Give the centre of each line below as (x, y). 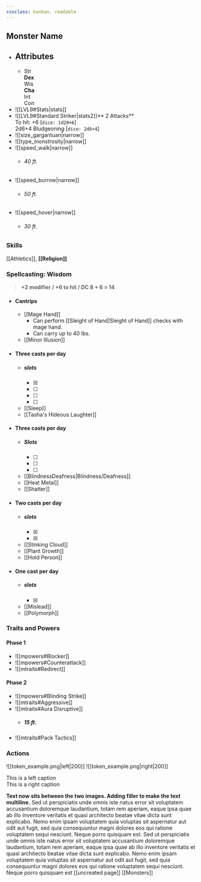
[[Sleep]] (35, 408)
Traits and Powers (33, 628)
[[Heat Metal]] (41, 483)
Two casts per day (38, 503)
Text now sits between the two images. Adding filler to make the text (94, 796)
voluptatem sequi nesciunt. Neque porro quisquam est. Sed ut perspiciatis (98, 835)
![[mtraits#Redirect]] (40, 669)
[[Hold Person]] (43, 557)
